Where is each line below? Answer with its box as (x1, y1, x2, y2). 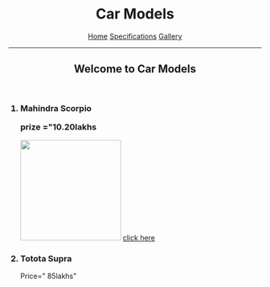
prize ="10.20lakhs (19, 121, 97, 133)
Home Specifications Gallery (88, 31, 182, 41)
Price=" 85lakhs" (19, 271, 77, 281)
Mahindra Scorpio (19, 103, 92, 114)
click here (122, 233, 155, 243)
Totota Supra (19, 253, 72, 264)
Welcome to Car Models (73, 62, 197, 76)
